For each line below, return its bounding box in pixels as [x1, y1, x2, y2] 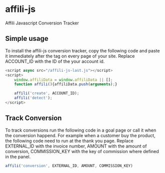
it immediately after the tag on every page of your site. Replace [5, 53, 135, 59]
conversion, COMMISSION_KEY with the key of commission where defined [5, 148, 159, 154]
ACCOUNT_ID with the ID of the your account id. [5, 58, 105, 64]
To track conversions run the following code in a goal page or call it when [5, 127, 156, 133]
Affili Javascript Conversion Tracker [5, 20, 79, 26]
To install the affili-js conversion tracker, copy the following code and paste [5, 47, 160, 53]
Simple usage [5, 34, 48, 43]
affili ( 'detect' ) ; [14, 96, 52, 101]
